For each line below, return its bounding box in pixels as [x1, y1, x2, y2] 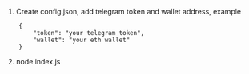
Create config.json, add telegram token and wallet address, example [15, 7, 242, 16]
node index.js [15, 57, 61, 66]
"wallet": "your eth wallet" [33, 36, 131, 44]
